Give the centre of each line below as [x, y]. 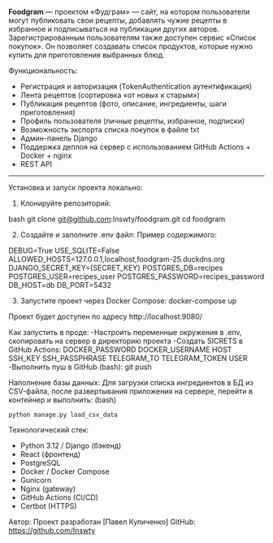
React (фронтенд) [50, 454]
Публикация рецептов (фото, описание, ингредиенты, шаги [123, 104]
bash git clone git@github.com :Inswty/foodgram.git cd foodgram [117, 219]
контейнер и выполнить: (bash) [63, 400]
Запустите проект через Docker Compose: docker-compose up [128, 301]
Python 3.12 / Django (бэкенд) [71, 445]
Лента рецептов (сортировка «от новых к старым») [110, 95]
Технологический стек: [49, 430]
